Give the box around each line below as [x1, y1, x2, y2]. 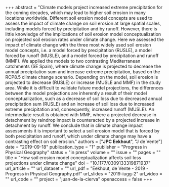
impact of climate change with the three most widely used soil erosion [5, 42, 151, 48]
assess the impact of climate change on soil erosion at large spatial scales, [5, 20, 161, 26]
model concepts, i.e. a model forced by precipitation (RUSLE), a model [5, 48, 152, 53]
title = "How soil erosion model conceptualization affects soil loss [5, 155, 142, 161]
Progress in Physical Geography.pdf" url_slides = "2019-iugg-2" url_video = [5, 171, 163, 176]
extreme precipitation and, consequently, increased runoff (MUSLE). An [5, 106, 154, 112]
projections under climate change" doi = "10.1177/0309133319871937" [5, 160, 151, 166]
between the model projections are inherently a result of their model [5, 90, 147, 96]
